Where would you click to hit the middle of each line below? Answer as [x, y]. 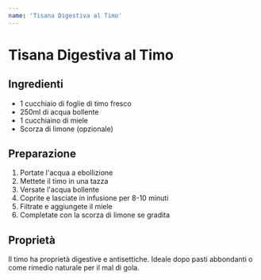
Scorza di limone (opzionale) [66, 129]
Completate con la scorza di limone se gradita [95, 215]
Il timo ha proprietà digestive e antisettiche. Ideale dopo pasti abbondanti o [130, 259]
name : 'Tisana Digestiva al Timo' [65, 16]
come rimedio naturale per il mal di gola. [74, 268]
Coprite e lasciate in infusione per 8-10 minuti [94, 198]
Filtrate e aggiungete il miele [66, 207]
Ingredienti [36, 84]
